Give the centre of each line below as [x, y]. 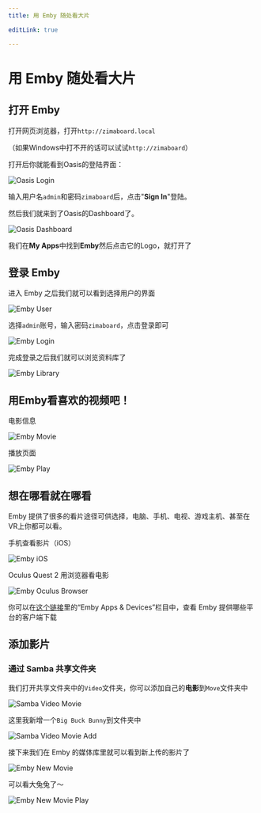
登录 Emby [34, 273]
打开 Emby [34, 110]
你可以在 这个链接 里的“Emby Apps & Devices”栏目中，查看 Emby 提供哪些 [127, 607]
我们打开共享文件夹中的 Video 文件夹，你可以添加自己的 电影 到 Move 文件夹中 [128, 688]
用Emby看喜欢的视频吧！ [69, 400]
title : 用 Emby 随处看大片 [49, 15]
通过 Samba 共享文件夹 [52, 669]
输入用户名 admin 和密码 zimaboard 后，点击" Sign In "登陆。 [100, 196]
